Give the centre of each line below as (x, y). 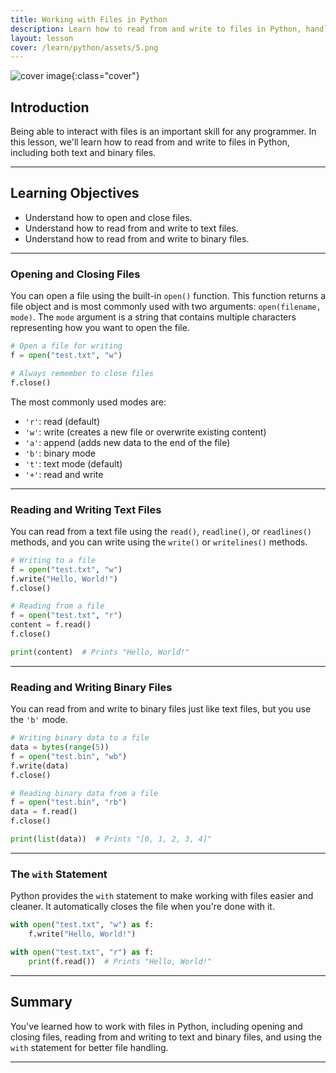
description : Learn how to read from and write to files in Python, (156, 29)
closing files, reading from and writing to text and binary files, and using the (166, 1037)
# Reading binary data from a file (84, 793)
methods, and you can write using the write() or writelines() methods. (159, 542)
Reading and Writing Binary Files (91, 687)
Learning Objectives (75, 193)
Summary (41, 1002)
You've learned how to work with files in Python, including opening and (156, 1026)
